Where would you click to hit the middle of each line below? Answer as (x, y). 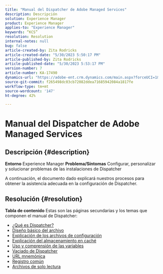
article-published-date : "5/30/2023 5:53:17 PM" (55, 64)
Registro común (28, 261)
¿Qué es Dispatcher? (33, 225)
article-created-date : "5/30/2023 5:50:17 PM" (53, 55)
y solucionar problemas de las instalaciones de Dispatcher (63, 169)
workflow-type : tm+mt (27, 86)
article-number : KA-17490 (31, 73)
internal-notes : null (27, 41)
